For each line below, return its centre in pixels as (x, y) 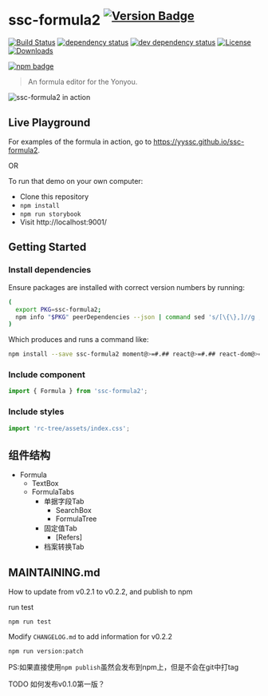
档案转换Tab (64, 547)
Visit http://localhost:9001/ (63, 222)
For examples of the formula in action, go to (80, 142)
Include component (47, 375)
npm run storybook (50, 215)
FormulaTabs (53, 492)
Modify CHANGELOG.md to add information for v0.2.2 (91, 637)
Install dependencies (50, 270)
